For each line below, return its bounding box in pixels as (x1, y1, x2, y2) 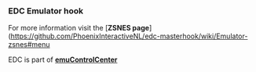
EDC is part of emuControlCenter (8, 55, 118, 64)
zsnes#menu (8, 40, 50, 49)
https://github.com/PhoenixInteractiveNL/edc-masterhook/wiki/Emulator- (10, 31, 248, 41)
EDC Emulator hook (8, 5, 84, 16)
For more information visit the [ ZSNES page (8, 23, 150, 33)
